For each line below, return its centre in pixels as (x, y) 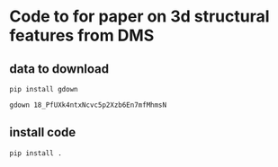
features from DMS (82, 35)
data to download (59, 69)
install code (43, 132)
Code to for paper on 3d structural (139, 17)
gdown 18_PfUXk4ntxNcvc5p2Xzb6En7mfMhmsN (88, 105)
